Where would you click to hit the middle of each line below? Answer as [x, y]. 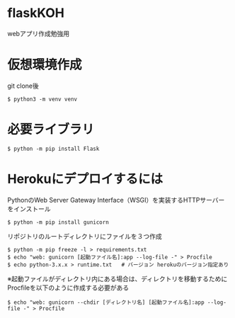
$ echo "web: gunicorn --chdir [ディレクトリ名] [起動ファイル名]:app [106, 302]
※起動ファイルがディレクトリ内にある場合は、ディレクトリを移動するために [117, 278]
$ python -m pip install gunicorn [58, 222]
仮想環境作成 [45, 65]
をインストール [29, 209]
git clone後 [23, 86]
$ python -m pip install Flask [53, 149]
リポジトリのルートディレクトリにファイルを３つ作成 [85, 236]
